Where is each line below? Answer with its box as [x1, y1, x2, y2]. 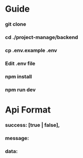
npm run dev [5, 86, 36, 93]
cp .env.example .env [5, 47, 58, 54]
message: [5, 135, 29, 141]
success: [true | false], [5, 121, 60, 128]
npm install [5, 73, 32, 80]
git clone [5, 21, 26, 28]
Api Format [5, 104, 51, 115]
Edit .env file [5, 60, 36, 67]
